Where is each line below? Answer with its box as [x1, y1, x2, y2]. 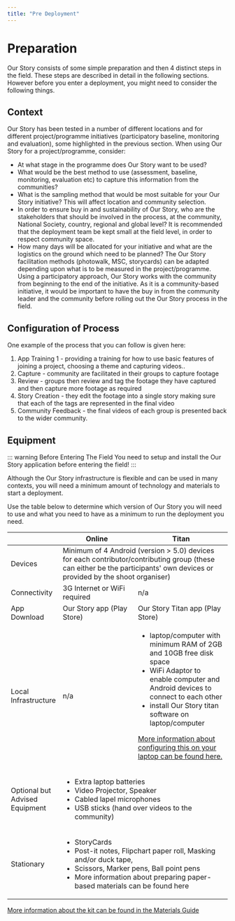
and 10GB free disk [149, 649, 214, 658]
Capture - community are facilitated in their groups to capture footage [17, 369, 219, 378]
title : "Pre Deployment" [7, 10, 80, 18]
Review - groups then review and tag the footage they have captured [17, 377, 217, 385]
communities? [17, 183, 58, 191]
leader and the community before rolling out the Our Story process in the [17, 295, 227, 303]
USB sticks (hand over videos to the [74, 803, 192, 812]
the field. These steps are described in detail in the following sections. [7, 71, 210, 79]
